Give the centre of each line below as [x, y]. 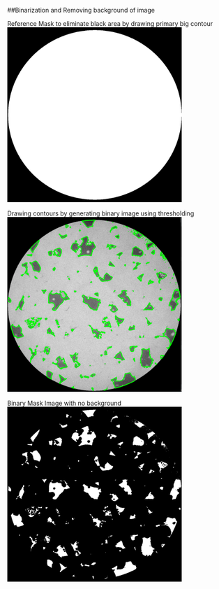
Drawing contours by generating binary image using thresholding [101, 213]
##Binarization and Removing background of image [81, 10]
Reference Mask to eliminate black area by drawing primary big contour [110, 23]
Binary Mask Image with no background [65, 403]
